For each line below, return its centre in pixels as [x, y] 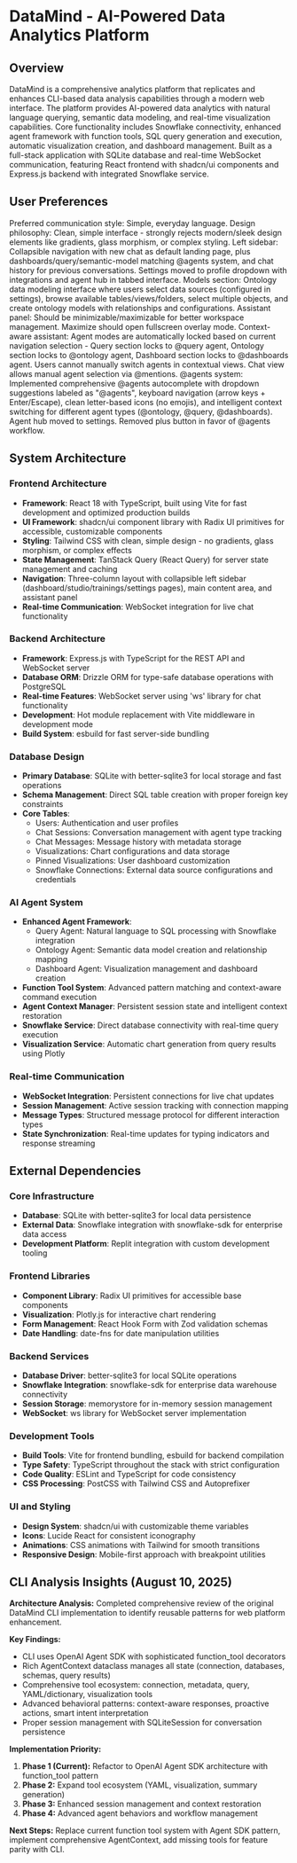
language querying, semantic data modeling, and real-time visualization [140, 117]
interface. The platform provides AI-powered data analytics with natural [140, 108]
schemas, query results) [66, 1675]
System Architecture [68, 458]
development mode [57, 724]
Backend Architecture [58, 638]
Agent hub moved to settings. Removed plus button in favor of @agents [140, 421]
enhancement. [35, 1622]
